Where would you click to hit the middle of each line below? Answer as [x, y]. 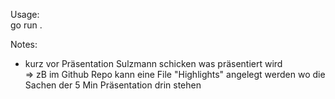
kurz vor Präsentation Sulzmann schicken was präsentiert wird [153, 63]
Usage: [25, 14]
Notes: [24, 44]
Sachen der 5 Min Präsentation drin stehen [113, 85]
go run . [26, 25]
